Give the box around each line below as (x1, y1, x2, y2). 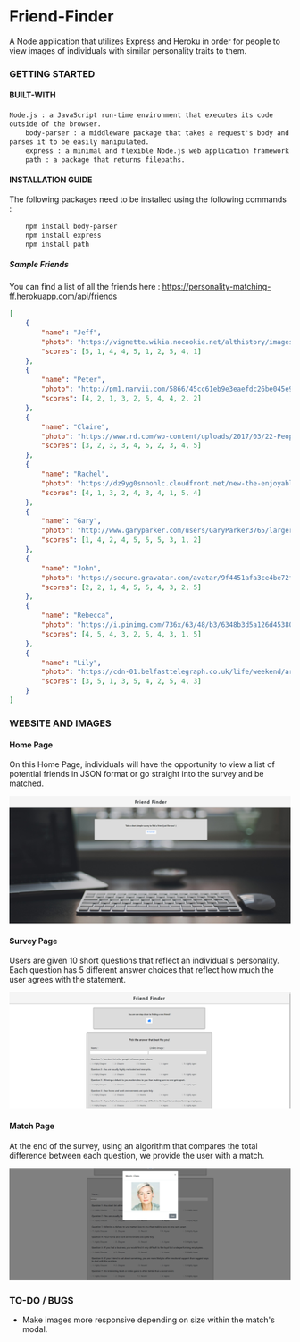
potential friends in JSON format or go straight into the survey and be (9, 769, 264, 780)
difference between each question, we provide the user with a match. (9, 1150, 265, 1161)
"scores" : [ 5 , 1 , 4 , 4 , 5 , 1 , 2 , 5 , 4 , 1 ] (41, 347, 203, 356)
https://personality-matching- (162, 282, 271, 292)
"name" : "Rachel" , (41, 469, 110, 479)
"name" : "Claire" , (41, 422, 110, 431)
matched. (9, 778, 45, 789)
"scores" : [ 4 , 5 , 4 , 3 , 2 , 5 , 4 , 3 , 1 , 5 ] (41, 629, 203, 638)
